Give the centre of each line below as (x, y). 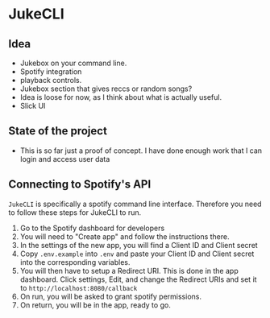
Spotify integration (51, 72)
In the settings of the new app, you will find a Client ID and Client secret (139, 245)
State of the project (58, 131)
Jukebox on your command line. (73, 63)
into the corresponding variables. (75, 262)
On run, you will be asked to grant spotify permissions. (110, 296)
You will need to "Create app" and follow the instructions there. (125, 236)
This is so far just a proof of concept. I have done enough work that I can (141, 151)
